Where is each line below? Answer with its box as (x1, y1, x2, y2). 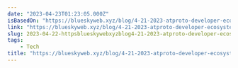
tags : (7, 37, 23, 44)
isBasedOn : (7, 17, 40, 24)
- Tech (20, 43, 40, 50)
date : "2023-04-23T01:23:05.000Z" (7, 10, 110, 18)
